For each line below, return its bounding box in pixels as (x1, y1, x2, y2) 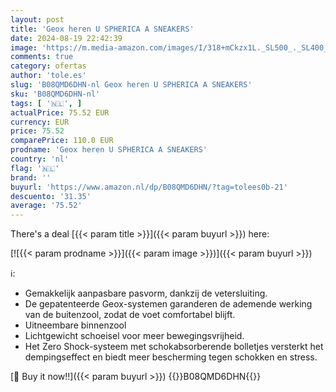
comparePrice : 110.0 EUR (10, 136, 114, 146)
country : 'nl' (10, 154, 70, 164)
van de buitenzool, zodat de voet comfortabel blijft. (24, 309, 236, 321)
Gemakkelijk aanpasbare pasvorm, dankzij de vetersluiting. (24, 287, 268, 300)
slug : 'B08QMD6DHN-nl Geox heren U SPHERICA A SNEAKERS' (10, 80, 253, 90)
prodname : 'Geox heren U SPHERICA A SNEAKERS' (10, 145, 208, 155)
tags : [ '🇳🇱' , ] (10, 98, 83, 108)
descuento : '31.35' (10, 191, 92, 201)
